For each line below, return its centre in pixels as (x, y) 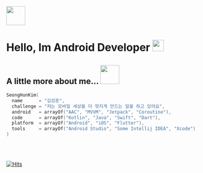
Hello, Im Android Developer (78, 47)
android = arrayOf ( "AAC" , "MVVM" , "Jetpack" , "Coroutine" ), (92, 112)
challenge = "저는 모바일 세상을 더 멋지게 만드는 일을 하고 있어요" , (88, 106)
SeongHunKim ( (23, 95)
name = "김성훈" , (38, 100)
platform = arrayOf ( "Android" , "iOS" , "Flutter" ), (78, 123)
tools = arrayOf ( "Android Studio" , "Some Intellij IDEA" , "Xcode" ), (105, 129)
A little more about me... (53, 81)
